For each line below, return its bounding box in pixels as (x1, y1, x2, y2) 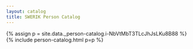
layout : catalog (6, 8, 46, 15)
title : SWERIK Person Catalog (6, 14, 81, 20)
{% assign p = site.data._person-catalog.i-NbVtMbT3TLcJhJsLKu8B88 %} (6, 30, 187, 37)
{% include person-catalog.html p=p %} (6, 36, 104, 43)
